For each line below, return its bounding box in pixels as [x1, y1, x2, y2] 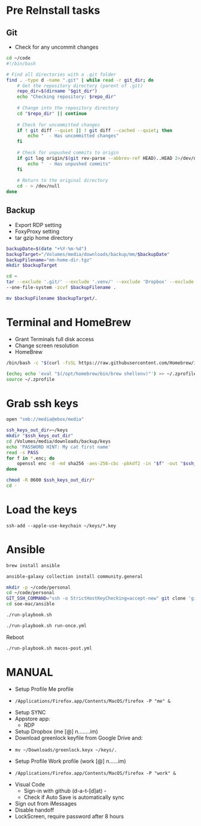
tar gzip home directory [14, 234, 74, 241]
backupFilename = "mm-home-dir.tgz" [6, 257, 93, 263]
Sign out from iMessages [14, 800, 77, 807]
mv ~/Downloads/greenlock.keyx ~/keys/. [14, 747, 117, 753]
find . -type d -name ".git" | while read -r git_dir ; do [6, 77, 154, 83]
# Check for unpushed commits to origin [17, 150, 119, 156]
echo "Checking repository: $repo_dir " [17, 94, 117, 100]
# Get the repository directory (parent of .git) [17, 82, 144, 89]
